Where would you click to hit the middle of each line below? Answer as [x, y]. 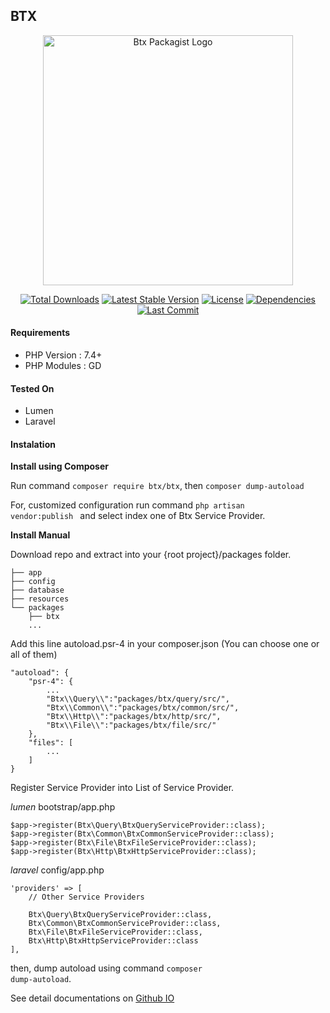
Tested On [32, 388]
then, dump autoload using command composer [106, 968]
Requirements [40, 333]
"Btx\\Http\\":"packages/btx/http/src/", [134, 717]
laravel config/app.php [57, 870]
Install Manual [40, 535]
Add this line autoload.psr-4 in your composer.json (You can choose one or [165, 644]
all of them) [34, 655]
